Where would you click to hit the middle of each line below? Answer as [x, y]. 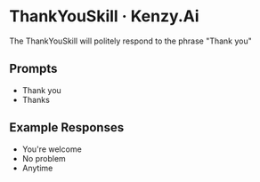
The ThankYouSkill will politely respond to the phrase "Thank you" [130, 41]
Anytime [37, 168]
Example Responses [67, 127]
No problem [44, 158]
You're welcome [52, 149]
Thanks [36, 99]
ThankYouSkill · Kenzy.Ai [104, 16]
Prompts [33, 69]
